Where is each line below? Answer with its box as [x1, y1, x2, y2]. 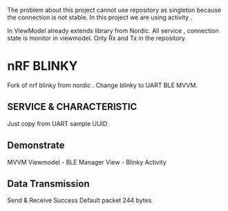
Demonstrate [7, 140, 65, 152]
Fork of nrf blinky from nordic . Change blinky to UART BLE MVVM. [7, 81, 198, 89]
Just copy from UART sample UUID [7, 119, 108, 127]
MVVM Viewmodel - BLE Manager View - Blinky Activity [7, 158, 167, 166]
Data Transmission [7, 178, 90, 190]
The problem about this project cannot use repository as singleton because [7, 6, 222, 14]
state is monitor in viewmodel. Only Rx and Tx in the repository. [7, 34, 187, 42]
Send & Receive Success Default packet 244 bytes [7, 196, 152, 205]
